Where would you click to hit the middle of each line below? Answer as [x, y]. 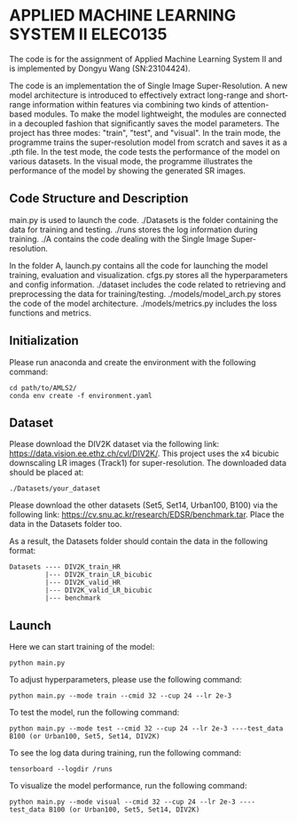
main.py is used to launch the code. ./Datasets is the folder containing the [144, 220]
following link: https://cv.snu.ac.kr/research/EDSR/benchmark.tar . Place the [147, 515]
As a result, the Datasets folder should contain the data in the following [139, 541]
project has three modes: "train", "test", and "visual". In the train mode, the [145, 132]
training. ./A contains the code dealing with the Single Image [119, 239]
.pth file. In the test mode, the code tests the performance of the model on [145, 151]
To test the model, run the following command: [94, 713]
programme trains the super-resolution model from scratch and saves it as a [148, 142]
